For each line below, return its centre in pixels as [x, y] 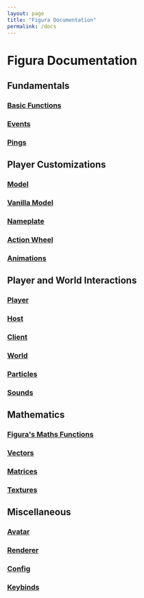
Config [19, 568]
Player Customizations [57, 165]
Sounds [20, 392]
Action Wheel [30, 240]
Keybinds [23, 587]
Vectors [21, 453]
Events [19, 123]
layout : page [26, 13]
